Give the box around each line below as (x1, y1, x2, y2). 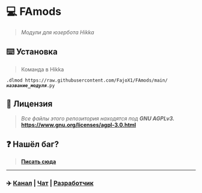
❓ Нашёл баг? (6, 139, 59, 149)
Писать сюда (20, 158, 57, 165)
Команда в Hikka (20, 65, 64, 73)
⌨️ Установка (6, 47, 58, 57)
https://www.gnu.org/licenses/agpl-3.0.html (20, 121, 136, 128)
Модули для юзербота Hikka (20, 28, 94, 36)
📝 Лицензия (6, 99, 53, 109)
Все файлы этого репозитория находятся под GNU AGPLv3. (20, 114, 175, 122)
